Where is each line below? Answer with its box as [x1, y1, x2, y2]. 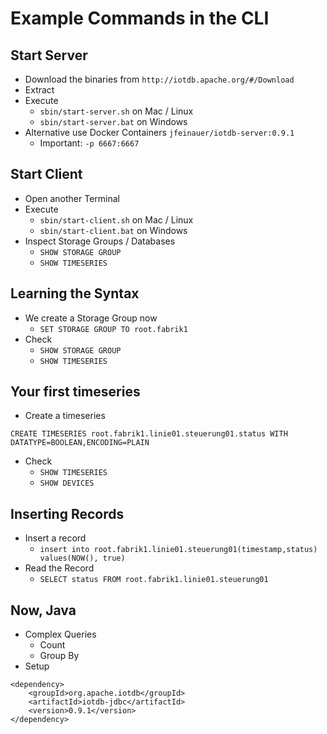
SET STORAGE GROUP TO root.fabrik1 [39, 324, 188, 334]
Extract [24, 84, 55, 96]
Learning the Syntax [10, 285, 140, 302]
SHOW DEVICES [39, 478, 95, 489]
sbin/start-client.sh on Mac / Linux [39, 213, 194, 226]
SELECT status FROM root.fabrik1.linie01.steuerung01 [39, 575, 269, 585]
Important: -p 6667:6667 [39, 137, 140, 149]
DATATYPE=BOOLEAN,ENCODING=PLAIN [10, 438, 150, 448]
